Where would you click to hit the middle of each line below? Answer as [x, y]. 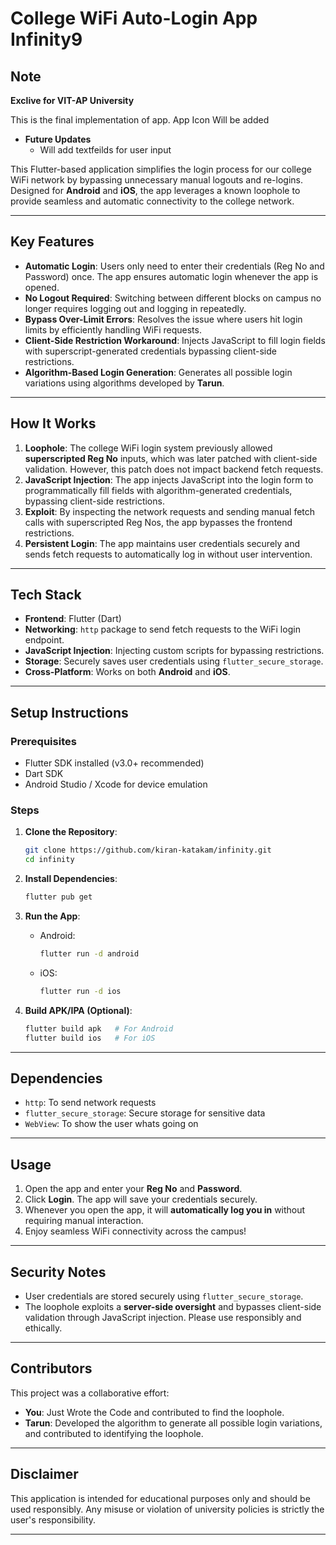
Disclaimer [44, 1474]
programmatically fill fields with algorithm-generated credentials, [158, 490]
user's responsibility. [53, 1519]
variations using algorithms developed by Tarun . [124, 383]
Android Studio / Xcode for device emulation [116, 784]
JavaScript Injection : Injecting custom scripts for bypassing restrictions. [174, 651]
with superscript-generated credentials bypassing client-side [150, 351]
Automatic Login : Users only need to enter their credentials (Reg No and [174, 266]
